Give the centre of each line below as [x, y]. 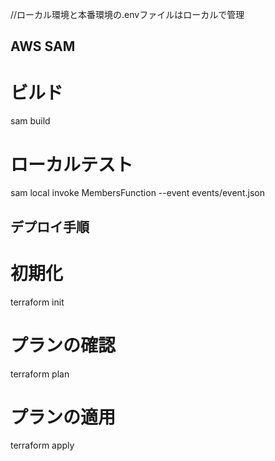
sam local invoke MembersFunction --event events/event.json [137, 193]
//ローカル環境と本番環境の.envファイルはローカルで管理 [127, 14]
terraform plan [40, 374]
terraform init [37, 302]
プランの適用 [63, 417]
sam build [30, 121]
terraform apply [42, 445]
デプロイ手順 [50, 226]
